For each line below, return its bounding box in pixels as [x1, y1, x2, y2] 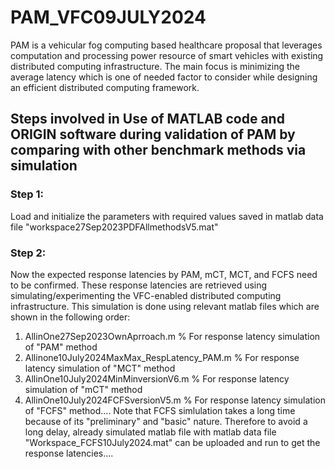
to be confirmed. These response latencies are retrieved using [10, 279, 268, 291]
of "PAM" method [24, 341, 98, 353]
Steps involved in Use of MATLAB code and [10, 111, 285, 128]
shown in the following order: [10, 311, 131, 323]
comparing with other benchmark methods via [10, 142, 307, 159]
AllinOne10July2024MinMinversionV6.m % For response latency [24, 372, 290, 385]
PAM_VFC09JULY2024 [10, 6, 207, 29]
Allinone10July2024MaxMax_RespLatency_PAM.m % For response [24, 351, 300, 363]
